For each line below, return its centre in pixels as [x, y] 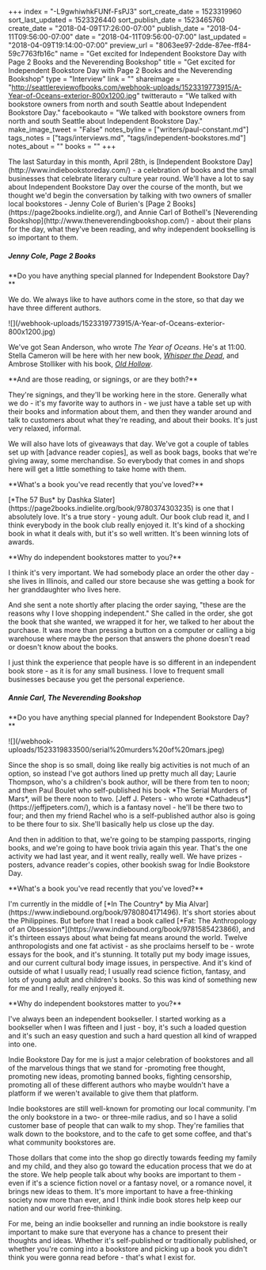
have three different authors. [55, 308]
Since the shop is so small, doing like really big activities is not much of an [129, 765]
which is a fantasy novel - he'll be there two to [167, 807]
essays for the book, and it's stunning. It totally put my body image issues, [129, 954]
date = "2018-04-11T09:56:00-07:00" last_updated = [161, 36]
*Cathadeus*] [228, 798]
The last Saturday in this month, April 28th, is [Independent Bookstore [122, 161]
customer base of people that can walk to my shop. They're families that [126, 1125]
